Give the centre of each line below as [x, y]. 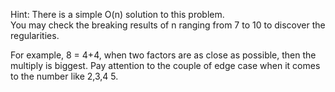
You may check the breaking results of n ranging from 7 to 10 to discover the [168, 25]
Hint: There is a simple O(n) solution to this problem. [117, 14]
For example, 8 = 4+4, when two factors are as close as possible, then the [163, 55]
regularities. [35, 35]
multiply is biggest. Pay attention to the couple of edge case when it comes [165, 65]
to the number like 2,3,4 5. [64, 76]
